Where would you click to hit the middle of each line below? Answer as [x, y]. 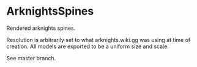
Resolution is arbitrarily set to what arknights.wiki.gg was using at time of [98, 40]
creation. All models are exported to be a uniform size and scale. [88, 46]
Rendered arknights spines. [41, 28]
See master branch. [31, 58]
